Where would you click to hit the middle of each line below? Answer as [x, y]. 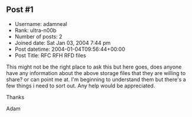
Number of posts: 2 [39, 36]
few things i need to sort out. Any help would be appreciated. [81, 86]
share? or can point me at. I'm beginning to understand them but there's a [96, 79]
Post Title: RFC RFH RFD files [50, 55]
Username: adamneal [41, 24]
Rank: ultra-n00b [36, 30]
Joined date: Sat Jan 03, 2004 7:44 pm [63, 43]
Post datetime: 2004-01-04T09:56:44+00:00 [70, 49]
